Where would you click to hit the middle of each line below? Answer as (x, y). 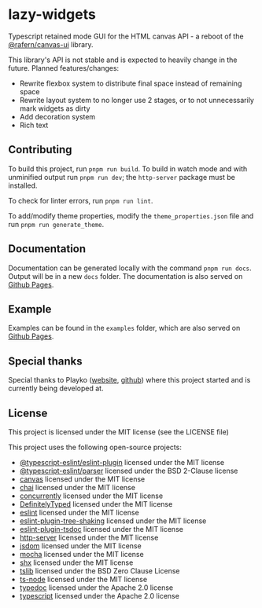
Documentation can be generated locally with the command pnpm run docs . (130, 268)
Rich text (34, 125)
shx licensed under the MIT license (76, 562)
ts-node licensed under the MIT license (83, 579)
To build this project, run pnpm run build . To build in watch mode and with (128, 168)
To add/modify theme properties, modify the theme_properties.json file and (131, 216)
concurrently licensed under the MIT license (91, 496)
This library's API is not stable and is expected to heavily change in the (123, 60)
